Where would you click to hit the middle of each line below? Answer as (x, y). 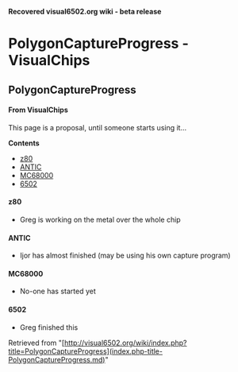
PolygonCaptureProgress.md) (57, 359)
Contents (24, 143)
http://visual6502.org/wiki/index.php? (126, 343)
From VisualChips (38, 110)
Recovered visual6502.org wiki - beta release (85, 12)
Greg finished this (49, 327)
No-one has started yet (58, 291)
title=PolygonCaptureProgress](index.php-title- (85, 351)
